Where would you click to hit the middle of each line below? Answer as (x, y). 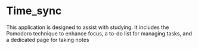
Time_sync (34, 11)
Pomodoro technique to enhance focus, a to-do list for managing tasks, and (99, 33)
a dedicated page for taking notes (48, 40)
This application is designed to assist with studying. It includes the (88, 27)
